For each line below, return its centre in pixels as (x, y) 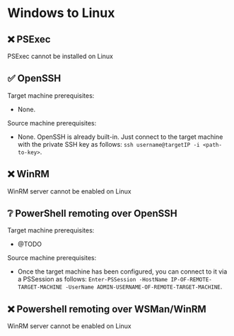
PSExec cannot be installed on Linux (60, 56)
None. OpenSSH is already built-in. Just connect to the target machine (120, 137)
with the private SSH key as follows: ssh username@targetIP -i (109, 144)
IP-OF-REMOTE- (191, 280)
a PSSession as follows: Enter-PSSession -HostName (93, 279)
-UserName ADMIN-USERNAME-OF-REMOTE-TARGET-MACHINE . (144, 287)
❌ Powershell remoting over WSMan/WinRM (107, 309)
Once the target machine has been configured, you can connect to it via (122, 271)
